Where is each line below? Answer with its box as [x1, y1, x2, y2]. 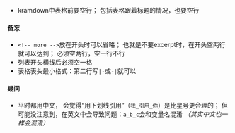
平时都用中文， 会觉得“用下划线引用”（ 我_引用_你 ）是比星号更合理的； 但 [17, 101, 228, 110]
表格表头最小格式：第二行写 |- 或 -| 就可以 [17, 67, 137, 75]
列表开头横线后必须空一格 [17, 58, 93, 67]
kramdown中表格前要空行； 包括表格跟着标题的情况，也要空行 [17, 6, 200, 14]
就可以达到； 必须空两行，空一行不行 [17, 49, 125, 58]
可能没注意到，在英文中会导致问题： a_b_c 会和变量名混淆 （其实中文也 [17, 110, 222, 118]
